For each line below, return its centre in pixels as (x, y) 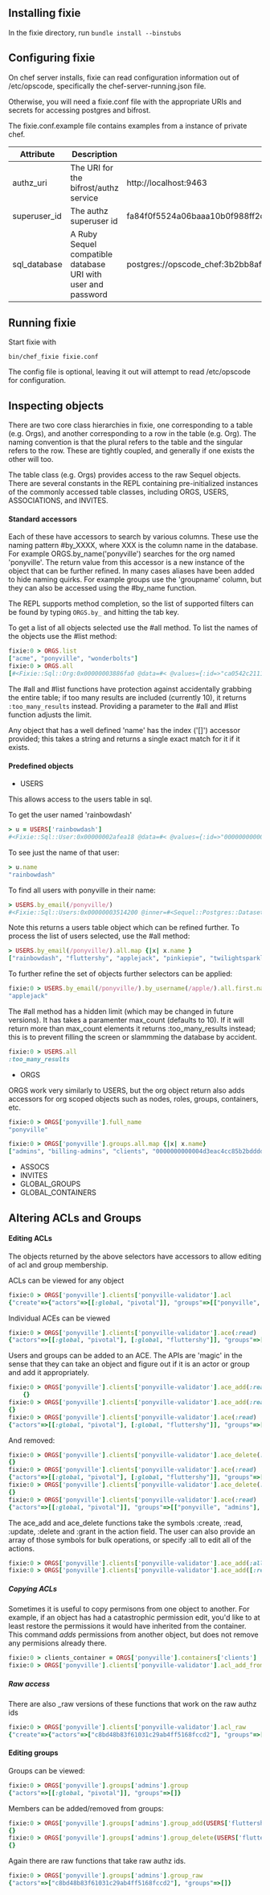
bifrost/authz (94, 187)
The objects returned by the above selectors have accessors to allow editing (135, 1256)
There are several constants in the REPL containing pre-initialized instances (133, 484)
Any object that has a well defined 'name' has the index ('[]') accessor (125, 730)
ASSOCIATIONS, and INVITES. (58, 501)
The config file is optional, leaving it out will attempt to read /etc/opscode (129, 372)
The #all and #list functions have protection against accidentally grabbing (130, 689)
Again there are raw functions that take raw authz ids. (97, 1861)
